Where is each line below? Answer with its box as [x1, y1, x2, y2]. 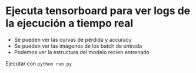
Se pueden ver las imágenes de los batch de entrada [14, 42, 142, 49]
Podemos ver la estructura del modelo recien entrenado [14, 48, 150, 55]
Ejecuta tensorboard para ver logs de [5, 4, 191, 18]
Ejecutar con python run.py [5, 60, 72, 67]
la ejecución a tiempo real [5, 16, 134, 30]
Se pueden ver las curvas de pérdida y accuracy [14, 36, 132, 43]
